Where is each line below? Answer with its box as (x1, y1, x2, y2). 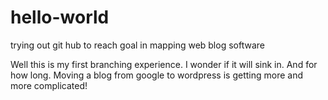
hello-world (10, 6, 110, 29)
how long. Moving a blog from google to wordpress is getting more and (10, 69, 303, 81)
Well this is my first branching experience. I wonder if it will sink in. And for (10, 58, 318, 70)
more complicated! (10, 79, 88, 91)
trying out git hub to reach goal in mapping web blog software (10, 39, 265, 51)
